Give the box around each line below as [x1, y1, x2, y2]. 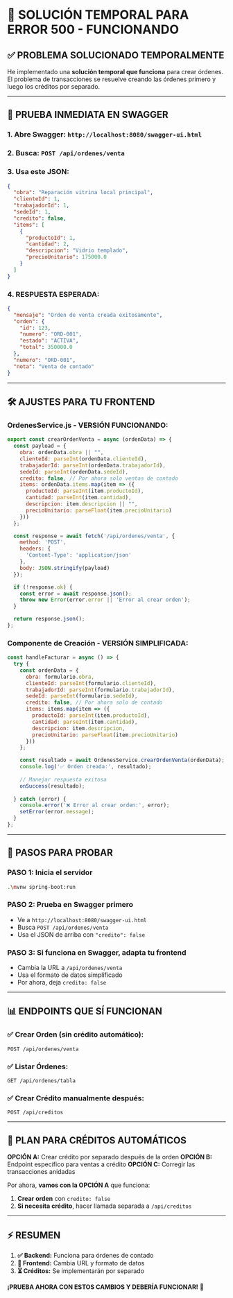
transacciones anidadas [7, 1168, 76, 1176]
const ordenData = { [19, 666, 79, 674]
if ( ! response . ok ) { [13, 583, 73, 591]
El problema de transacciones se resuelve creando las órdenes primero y [7, 75, 216, 83]
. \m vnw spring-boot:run [7, 883, 76, 890]
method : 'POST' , [19, 539, 67, 546]
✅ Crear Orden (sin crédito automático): [7, 1030, 144, 1039]
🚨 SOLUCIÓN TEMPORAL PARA [7, 7, 189, 23]
